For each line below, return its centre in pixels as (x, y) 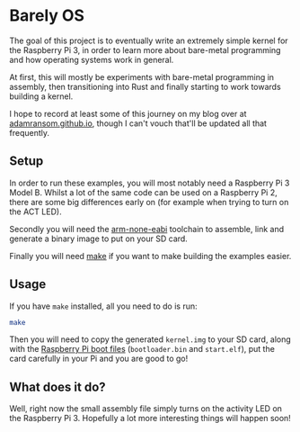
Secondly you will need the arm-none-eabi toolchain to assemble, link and (147, 229)
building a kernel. (41, 96)
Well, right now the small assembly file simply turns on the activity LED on (146, 409)
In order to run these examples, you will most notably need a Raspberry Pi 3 (150, 183)
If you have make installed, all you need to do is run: (103, 306)
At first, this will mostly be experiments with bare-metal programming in (142, 76)
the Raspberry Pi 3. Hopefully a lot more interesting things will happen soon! (150, 418)
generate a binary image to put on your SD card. (99, 238)
